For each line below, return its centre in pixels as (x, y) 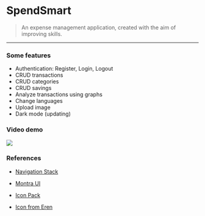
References (24, 158)
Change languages (39, 101)
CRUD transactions (39, 75)
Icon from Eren (34, 207)
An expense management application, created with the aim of (99, 27)
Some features (29, 55)
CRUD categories (37, 82)
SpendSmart (39, 11)
